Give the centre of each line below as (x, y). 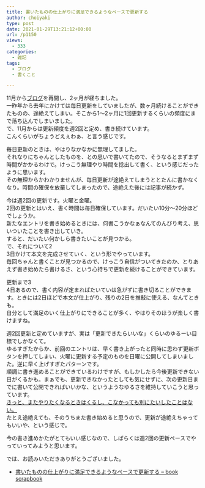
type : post (20, 23)
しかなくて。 (33, 341)
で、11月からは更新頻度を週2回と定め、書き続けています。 (80, 128)
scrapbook (29, 479)
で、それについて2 (29, 246)
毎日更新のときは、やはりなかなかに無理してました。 (73, 149)
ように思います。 (28, 172)
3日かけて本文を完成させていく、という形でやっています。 (80, 254)
